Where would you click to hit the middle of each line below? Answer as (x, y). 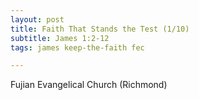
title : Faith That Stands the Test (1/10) (100, 29)
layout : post (37, 19)
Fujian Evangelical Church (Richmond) (89, 85)
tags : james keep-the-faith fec (77, 47)
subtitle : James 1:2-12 (60, 38)
